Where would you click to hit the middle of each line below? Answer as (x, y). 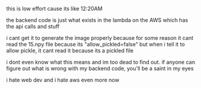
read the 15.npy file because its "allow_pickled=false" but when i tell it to (95, 44)
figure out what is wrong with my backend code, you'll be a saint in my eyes (100, 68)
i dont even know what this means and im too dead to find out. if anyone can (101, 62)
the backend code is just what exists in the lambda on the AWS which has (97, 20)
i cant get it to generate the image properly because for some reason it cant (100, 38)
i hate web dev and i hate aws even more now (63, 80)
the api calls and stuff (33, 26)
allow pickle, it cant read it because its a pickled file (70, 51)
